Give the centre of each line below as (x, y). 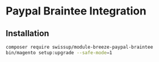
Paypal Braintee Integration (76, 11)
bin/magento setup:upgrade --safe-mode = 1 (59, 52)
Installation (27, 33)
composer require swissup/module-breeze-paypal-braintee (79, 47)
